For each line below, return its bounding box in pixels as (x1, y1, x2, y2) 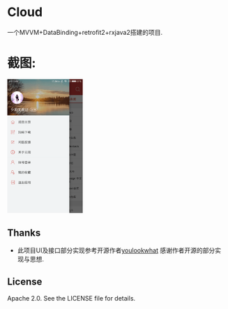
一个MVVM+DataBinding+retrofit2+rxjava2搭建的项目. (7, 28, 163, 36)
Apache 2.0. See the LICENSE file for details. (7, 294, 136, 303)
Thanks (7, 227, 41, 239)
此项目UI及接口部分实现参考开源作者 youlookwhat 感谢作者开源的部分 (17, 246, 215, 255)
